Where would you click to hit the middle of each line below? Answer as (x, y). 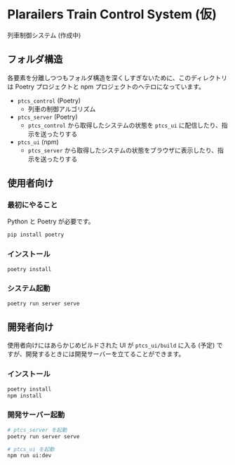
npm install (25, 395)
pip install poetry (36, 235)
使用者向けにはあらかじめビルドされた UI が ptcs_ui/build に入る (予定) (111, 346)
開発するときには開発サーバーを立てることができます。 (105, 354)
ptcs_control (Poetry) (49, 100)
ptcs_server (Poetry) (48, 117)
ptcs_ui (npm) (38, 142)
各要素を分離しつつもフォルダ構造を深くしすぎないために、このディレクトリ (117, 77)
